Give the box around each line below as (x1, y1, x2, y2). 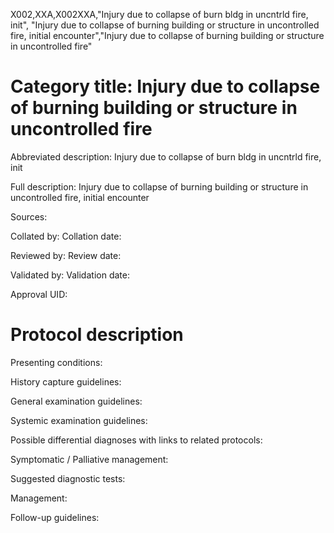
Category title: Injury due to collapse (10, 75, 321, 98)
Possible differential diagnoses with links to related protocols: (10, 434, 263, 446)
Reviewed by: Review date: (10, 249, 122, 261)
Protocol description (10, 324, 184, 346)
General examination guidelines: (10, 395, 143, 407)
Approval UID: (10, 288, 68, 300)
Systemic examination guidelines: (10, 414, 148, 426)
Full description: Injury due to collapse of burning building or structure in (10, 180, 309, 193)
